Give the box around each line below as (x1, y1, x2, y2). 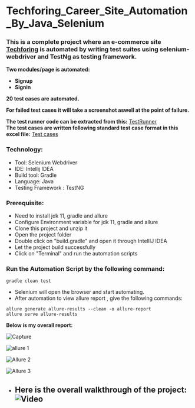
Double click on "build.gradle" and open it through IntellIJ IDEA (14, 238, 167, 245)
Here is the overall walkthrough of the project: (14, 384, 187, 394)
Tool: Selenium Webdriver (14, 158, 78, 166)
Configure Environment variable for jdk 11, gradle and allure (14, 219, 158, 226)
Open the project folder (14, 231, 72, 238)
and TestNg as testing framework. (37, 53, 137, 61)
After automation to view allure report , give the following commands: (14, 294, 183, 302)
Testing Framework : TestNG (14, 184, 84, 191)
